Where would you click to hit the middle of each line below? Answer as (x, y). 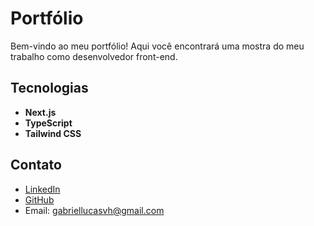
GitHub (39, 199)
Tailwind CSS (53, 133)
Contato (36, 165)
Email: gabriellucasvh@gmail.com (94, 210)
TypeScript (48, 123)
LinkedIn (42, 189)
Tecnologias (49, 88)
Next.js (40, 112)
